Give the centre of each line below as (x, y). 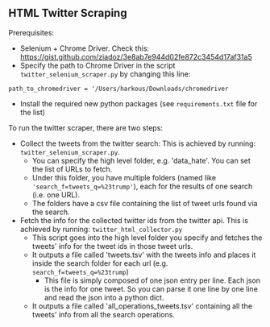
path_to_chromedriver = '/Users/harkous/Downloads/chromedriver (118, 89)
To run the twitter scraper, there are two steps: (86, 127)
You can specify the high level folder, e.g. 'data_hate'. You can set (141, 160)
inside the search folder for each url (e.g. (100, 263)
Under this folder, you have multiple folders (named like (124, 177)
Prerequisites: (31, 32)
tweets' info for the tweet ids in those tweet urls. (112, 246)
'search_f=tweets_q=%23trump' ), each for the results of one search (142, 186)
